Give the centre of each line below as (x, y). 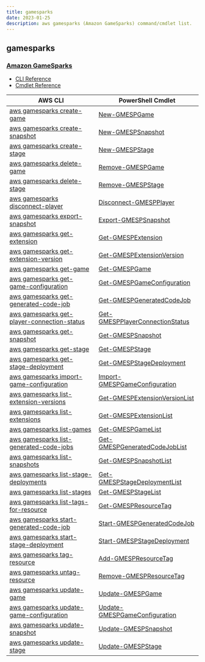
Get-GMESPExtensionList (135, 416)
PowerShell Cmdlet (147, 100)
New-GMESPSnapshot (131, 132)
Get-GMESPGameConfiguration (145, 283)
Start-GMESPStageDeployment (144, 541)
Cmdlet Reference (38, 86)
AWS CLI (51, 100)
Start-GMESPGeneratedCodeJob (146, 523)
